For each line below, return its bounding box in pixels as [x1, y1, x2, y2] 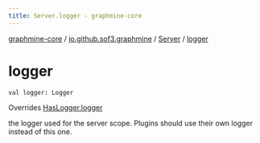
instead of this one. [8, 126, 72, 137]
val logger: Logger [8, 88, 74, 96]
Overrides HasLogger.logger [8, 102, 103, 112]
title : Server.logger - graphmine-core [8, 11, 142, 20]
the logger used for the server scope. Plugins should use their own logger [8, 118, 254, 128]
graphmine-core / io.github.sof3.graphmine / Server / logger [8, 34, 209, 43]
